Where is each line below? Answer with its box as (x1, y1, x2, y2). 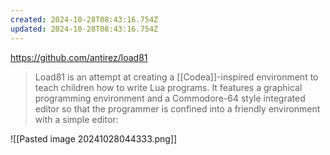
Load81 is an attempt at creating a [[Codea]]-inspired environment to (34, 71, 319, 83)
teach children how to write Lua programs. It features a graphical (34, 81, 303, 93)
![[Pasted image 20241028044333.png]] (10, 132, 178, 145)
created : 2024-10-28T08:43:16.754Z (10, 14, 159, 25)
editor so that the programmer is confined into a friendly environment (34, 102, 321, 115)
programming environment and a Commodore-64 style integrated (34, 92, 306, 104)
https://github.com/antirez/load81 (10, 51, 148, 63)
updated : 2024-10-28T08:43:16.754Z (10, 24, 159, 34)
